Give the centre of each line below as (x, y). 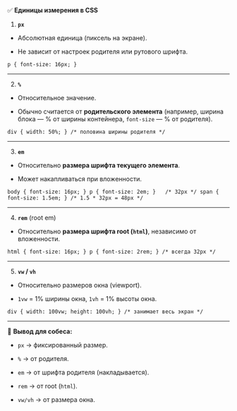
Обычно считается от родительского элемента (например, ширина (121, 111)
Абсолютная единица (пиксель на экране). (82, 38)
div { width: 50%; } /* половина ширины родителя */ (86, 132)
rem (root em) (37, 217)
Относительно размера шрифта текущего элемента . (99, 165)
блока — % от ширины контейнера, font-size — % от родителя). (115, 119)
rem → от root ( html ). (47, 386)
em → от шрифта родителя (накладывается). (83, 372)
